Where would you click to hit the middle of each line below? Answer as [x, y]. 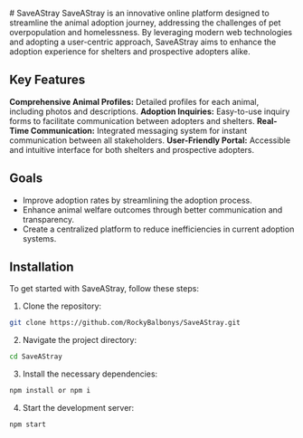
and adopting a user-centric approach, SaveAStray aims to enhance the [143, 42]
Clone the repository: [62, 306]
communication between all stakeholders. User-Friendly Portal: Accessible [150, 140]
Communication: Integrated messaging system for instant [139, 130]
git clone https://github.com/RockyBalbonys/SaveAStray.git [125, 323]
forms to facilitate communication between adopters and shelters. [132, 120]
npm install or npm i [50, 391]
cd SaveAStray [36, 357]
